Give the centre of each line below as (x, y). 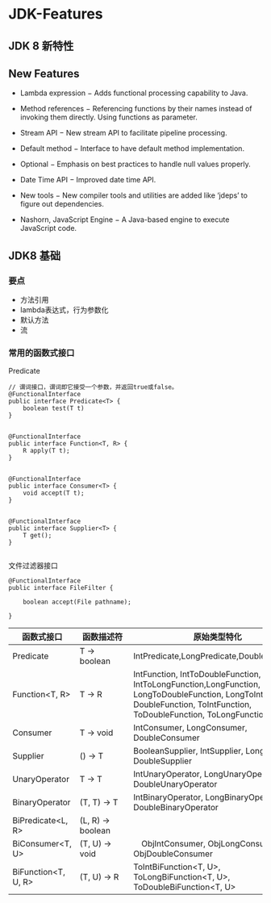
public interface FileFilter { (61, 588)
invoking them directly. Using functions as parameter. (108, 117)
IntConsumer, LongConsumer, (190, 728)
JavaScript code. (48, 228)
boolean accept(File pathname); (77, 602)
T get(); (38, 536)
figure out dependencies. (62, 204)
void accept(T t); (54, 493)
